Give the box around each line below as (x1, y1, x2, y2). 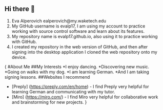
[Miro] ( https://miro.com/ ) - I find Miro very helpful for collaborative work (11, 94, 158, 100)
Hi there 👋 (4, 5, 35, 13)
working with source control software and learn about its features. (11, 28, 145, 34)
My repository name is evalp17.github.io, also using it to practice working (11, 33, 158, 39)
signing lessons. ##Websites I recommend (4, 74, 90, 80)
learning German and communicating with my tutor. (11, 88, 115, 94)
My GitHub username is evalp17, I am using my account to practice (11, 23, 145, 29)
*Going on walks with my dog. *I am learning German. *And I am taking (4, 69, 149, 75)
